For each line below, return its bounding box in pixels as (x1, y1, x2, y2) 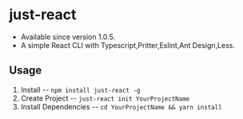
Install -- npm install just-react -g (20, 85, 141, 94)
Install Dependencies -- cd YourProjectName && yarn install (20, 101, 222, 111)
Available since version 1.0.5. (20, 32, 116, 42)
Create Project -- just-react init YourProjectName (20, 93, 190, 103)
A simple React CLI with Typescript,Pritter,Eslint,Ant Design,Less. (20, 40, 235, 50)
